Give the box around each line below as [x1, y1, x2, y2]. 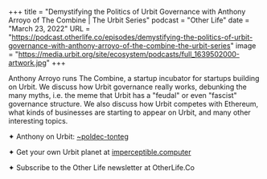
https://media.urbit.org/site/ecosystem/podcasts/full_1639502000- [18, 50, 240, 59]
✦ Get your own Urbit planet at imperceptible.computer [8, 148, 191, 157]
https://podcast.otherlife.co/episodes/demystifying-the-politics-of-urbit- [11, 32, 253, 42]
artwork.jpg [8, 58, 47, 67]
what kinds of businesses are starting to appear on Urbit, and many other [8, 108, 251, 117]
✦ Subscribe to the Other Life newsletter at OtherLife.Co [8, 163, 195, 172]
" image [230, 41, 257, 51]
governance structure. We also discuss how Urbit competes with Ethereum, [8, 100, 259, 108]
